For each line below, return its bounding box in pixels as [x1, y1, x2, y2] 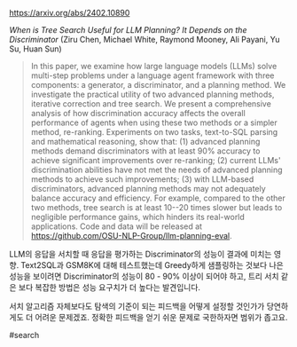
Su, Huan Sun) [9, 43, 62, 54]
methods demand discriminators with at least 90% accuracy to [30, 146, 261, 156]
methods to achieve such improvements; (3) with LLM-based [30, 174, 254, 185]
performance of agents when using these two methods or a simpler [30, 117, 277, 128]
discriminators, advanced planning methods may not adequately [30, 184, 266, 193]
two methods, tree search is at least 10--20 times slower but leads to [30, 202, 283, 212]
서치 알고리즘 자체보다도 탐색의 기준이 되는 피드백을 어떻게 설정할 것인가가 [9, 301, 265, 312]
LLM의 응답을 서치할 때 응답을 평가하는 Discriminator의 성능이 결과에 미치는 [9, 248, 272, 259]
